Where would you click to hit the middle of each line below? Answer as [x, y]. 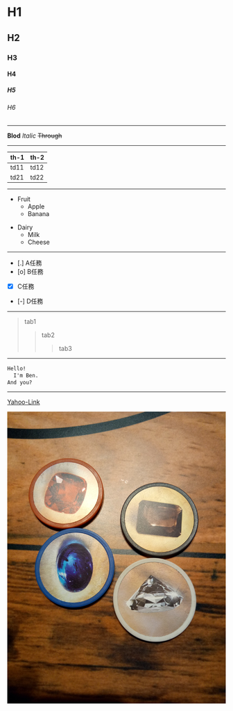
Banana [38, 214]
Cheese [38, 242]
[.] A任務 [29, 263]
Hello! [17, 369]
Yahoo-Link [24, 402]
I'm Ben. [26, 376]
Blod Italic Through [35, 136]
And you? [20, 383]
